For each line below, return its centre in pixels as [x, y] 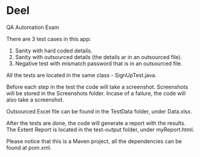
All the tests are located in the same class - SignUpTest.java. [82, 75]
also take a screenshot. [35, 100]
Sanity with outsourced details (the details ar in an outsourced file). [98, 57]
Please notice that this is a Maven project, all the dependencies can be [94, 141]
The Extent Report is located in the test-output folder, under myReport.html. [100, 129]
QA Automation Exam [33, 27]
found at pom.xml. [29, 147]
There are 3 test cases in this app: [49, 39]
